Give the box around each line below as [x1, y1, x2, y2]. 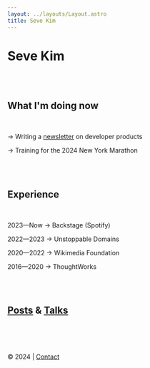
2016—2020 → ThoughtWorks [7, 262, 97, 271]
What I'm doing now [7, 99, 99, 111]
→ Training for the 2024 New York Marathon [7, 146, 138, 155]
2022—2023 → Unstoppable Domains [7, 235, 120, 243]
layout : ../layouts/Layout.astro [7, 10, 107, 18]
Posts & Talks [7, 305, 69, 317]
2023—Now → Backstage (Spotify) [7, 221, 111, 230]
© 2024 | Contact [7, 352, 59, 361]
